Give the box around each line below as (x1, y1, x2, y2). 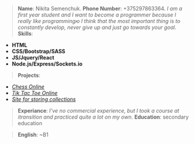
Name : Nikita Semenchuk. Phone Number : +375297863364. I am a (17, 5, 183, 12)
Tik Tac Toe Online (11, 90, 58, 96)
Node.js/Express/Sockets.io (11, 60, 83, 67)
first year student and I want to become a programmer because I (17, 11, 176, 18)
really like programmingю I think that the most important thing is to (17, 18, 181, 24)
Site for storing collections (11, 96, 76, 103)
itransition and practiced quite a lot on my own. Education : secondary (17, 113, 189, 120)
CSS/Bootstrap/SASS (11, 48, 66, 55)
